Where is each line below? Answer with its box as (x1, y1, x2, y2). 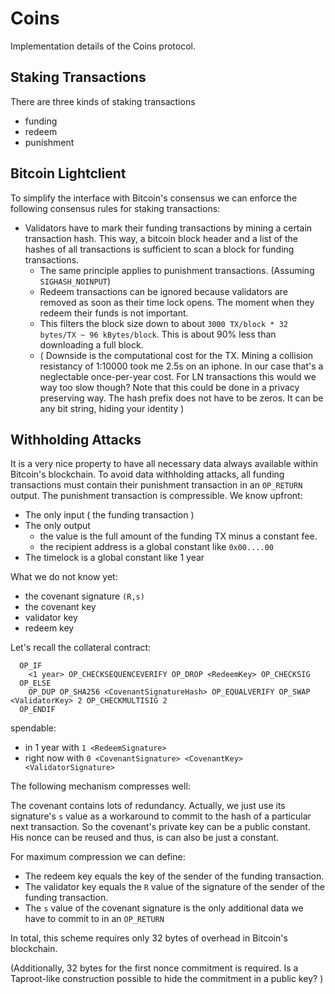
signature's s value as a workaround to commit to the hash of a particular (10, 810, 312, 822)
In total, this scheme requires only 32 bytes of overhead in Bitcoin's (10, 932, 288, 944)
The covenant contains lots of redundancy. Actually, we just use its (10, 800, 286, 812)
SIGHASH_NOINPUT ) (39, 275, 112, 287)
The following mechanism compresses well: (10, 780, 191, 792)
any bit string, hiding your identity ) (39, 402, 185, 414)
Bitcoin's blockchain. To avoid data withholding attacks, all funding (10, 468, 285, 481)
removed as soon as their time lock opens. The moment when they (39, 296, 315, 308)
